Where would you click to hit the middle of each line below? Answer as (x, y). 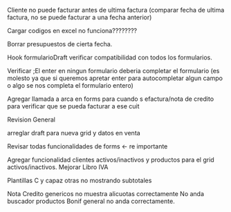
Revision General (31, 119)
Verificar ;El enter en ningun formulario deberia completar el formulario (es (113, 71)
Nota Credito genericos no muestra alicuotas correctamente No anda (106, 194)
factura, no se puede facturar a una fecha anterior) (80, 17)
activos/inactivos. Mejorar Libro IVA (58, 167)
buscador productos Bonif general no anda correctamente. (91, 201)
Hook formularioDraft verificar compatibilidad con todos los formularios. (110, 57)
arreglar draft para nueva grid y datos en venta (74, 133)
